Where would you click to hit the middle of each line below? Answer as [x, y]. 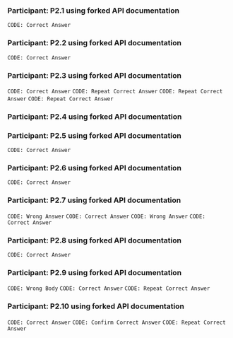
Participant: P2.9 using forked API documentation [95, 272]
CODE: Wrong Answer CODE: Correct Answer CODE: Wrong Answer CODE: [107, 216]
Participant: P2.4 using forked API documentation [95, 117]
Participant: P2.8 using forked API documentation [95, 240]
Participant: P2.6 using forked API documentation [95, 168]
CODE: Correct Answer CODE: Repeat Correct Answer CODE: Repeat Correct [115, 91]
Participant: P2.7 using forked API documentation [94, 200]
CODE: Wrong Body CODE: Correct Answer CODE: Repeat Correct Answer [109, 289]
